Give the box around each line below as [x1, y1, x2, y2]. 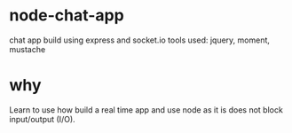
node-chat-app [9, 5, 124, 26]
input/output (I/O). [9, 113, 75, 124]
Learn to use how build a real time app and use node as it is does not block [9, 104, 284, 115]
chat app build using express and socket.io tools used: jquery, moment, [9, 35, 271, 45]
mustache [9, 43, 46, 54]
